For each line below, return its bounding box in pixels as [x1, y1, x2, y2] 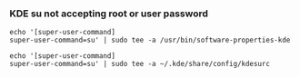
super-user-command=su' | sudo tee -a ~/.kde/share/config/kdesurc [9, 60, 271, 69]
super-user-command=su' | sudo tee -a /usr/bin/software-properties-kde [9, 35, 291, 45]
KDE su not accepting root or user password [9, 7, 209, 20]
